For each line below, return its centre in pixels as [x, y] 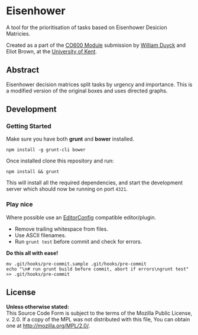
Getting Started [29, 126]
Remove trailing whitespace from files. [61, 229]
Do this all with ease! [32, 253]
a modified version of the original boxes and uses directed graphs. [87, 91]
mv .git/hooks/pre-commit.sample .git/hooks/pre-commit [76, 264]
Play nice [20, 205]
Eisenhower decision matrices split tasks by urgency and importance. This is [99, 84]
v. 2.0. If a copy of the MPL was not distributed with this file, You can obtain [98, 319]
